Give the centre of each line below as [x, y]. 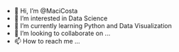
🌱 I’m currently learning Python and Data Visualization [93, 26]
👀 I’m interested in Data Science [61, 18]
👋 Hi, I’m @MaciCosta [46, 11]
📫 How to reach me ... [47, 41]
